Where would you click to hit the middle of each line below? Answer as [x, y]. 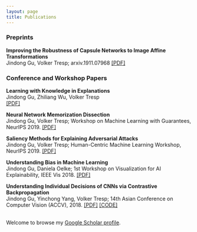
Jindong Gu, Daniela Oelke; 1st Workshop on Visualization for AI [83, 169]
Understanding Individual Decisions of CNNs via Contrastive [82, 186]
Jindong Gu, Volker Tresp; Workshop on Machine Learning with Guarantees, [99, 121]
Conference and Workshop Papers [57, 78]
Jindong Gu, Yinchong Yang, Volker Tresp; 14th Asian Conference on [90, 199]
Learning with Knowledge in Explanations [58, 91]
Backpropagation [28, 193]
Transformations [27, 56]
